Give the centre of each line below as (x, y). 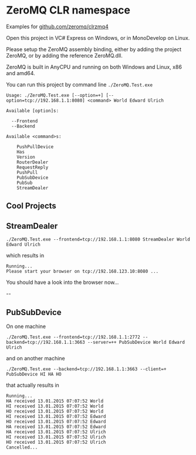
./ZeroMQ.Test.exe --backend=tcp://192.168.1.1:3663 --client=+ (86, 369)
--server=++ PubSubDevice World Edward (136, 342)
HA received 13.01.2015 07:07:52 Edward (56, 427)
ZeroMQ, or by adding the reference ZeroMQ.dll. (65, 55)
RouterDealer (33, 162)
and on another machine (36, 358)
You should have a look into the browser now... (62, 282)
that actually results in (33, 385)
